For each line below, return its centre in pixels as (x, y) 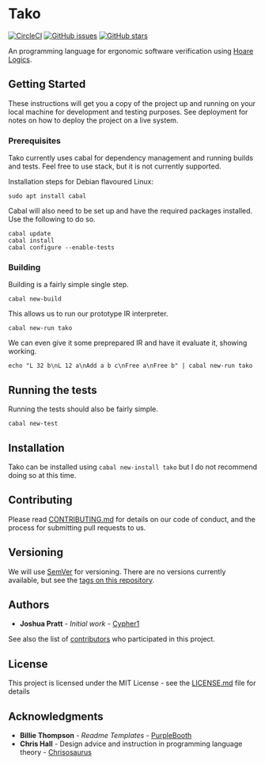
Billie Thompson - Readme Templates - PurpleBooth (106, 736)
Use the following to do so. (52, 219)
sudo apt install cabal (47, 196)
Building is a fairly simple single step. (68, 285)
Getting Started (47, 84)
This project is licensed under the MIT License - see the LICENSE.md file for (132, 683)
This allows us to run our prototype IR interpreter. (88, 314)
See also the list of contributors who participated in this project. (112, 639)
